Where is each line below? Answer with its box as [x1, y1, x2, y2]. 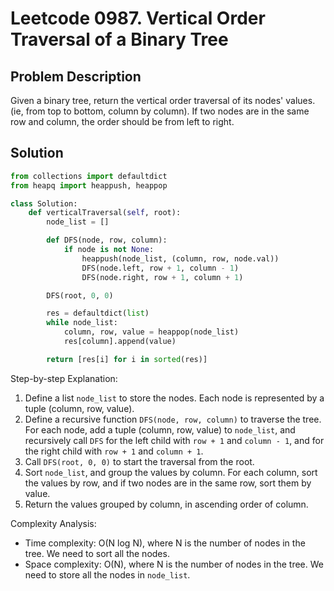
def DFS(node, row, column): [46, 235, 168, 246]
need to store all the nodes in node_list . [24, 568, 191, 581]
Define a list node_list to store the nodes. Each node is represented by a [24, 392, 325, 404]
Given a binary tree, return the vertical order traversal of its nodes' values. [10, 95, 316, 106]
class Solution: [10, 198, 78, 209]
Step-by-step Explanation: [10, 372, 118, 384]
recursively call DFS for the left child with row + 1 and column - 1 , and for [24, 434, 325, 446]
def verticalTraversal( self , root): [28, 208, 182, 218]
